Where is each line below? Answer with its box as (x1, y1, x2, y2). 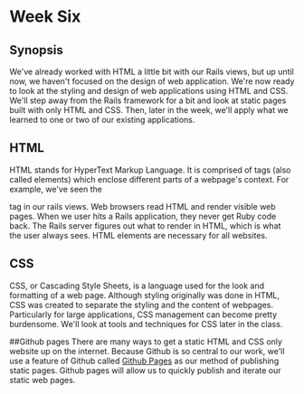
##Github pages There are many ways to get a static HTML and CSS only (9, 336, 283, 347)
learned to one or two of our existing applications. (9, 115, 195, 125)
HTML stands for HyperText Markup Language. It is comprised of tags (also (9, 164, 291, 175)
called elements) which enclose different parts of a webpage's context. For (9, 174, 290, 184)
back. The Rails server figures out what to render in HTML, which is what (9, 220, 281, 231)
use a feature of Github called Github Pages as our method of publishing (9, 355, 280, 366)
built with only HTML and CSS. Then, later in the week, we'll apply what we (9, 105, 290, 115)
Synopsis (9, 42, 63, 58)
